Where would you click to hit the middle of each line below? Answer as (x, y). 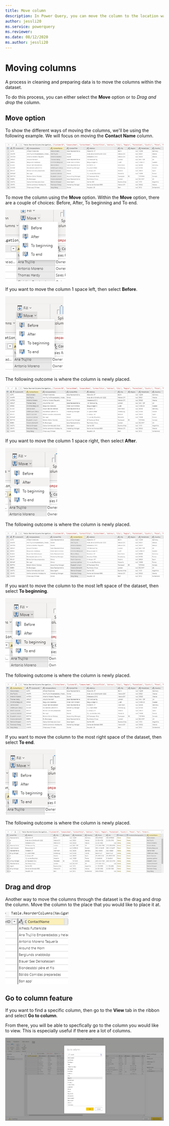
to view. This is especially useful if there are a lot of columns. (68, 1031)
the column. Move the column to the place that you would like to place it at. (83, 904)
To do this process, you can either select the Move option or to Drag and (81, 97)
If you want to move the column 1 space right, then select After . (71, 441)
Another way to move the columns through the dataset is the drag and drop (83, 899)
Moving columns (41, 68)
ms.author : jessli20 (27, 43)
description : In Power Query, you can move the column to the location (82, 16)
